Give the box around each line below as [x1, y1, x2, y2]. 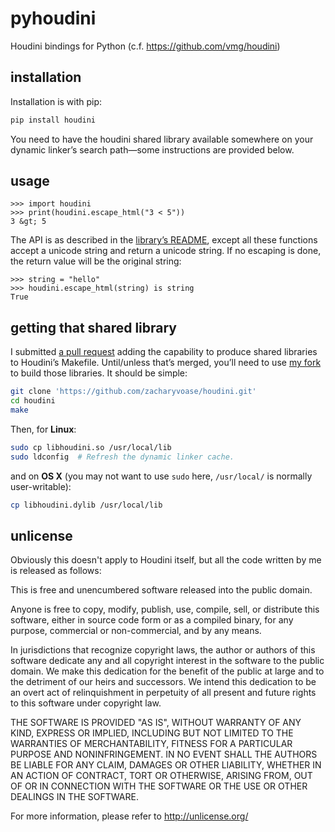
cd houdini [10, 396, 56, 406]
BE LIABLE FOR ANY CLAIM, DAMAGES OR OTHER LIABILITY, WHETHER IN [10, 759, 322, 771]
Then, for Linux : [10, 423, 77, 435]
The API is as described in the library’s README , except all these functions [10, 234, 318, 246]
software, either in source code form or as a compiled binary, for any [10, 614, 294, 626]
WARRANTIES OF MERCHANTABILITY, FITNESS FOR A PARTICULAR [10, 738, 293, 750]
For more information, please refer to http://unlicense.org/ [10, 810, 249, 822]
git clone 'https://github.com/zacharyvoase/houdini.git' [10, 387, 257, 397]
